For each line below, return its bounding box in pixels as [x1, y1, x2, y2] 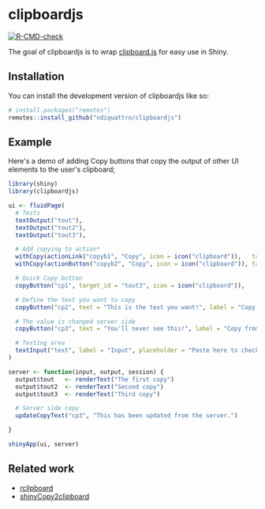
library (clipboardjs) [8, 187, 80, 195]
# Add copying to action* [15, 245, 101, 254]
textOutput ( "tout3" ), [15, 231, 87, 239]
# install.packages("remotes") [8, 106, 111, 114]
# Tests [15, 209, 41, 217]
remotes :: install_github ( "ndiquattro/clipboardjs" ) [8, 113, 181, 122]
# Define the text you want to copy [15, 296, 136, 304]
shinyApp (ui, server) [8, 440, 80, 448]
